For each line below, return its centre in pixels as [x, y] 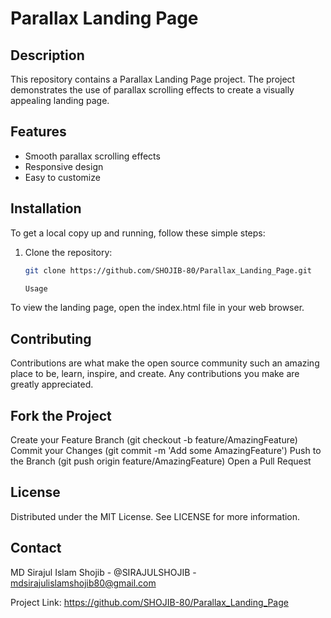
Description [47, 55]
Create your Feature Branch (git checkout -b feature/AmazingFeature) [154, 440]
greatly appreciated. [52, 384]
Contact [36, 548]
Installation [46, 208]
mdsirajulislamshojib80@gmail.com [83, 583]
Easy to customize [62, 177]
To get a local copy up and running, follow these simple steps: [138, 233]
